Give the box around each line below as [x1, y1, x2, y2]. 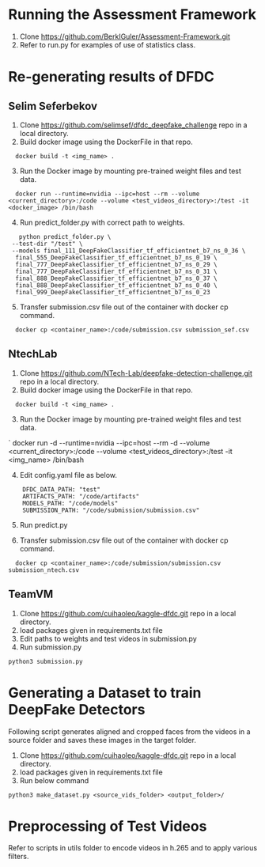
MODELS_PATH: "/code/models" [22, 499, 119, 507]
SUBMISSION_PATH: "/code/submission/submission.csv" [22, 506, 200, 514]
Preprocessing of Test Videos [8, 817, 207, 835]
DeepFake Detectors [8, 700, 146, 718]
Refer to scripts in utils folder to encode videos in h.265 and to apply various [8, 843, 258, 853]
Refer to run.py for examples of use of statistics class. [19, 40, 196, 49]
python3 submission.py [8, 657, 83, 665]
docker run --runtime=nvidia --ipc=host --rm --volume [15, 190, 200, 198]
